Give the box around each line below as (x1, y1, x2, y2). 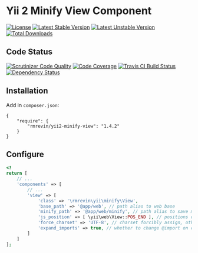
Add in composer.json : (6, 101, 60, 108)
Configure (6, 149, 44, 159)
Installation (6, 86, 48, 96)
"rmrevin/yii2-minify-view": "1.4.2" (27, 123, 120, 129)
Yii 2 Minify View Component (6, 4, 152, 18)
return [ (6, 171, 28, 177)
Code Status (6, 47, 53, 57)
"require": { (16, 118, 49, 124)
